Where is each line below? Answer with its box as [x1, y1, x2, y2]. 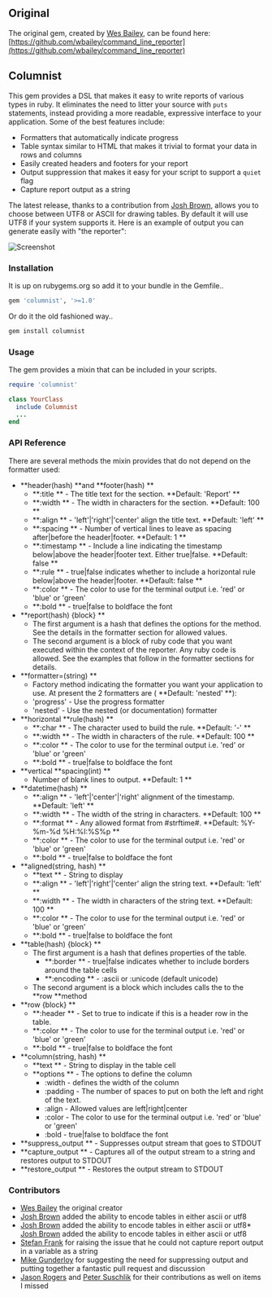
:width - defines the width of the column [44, 1077, 179, 1087]
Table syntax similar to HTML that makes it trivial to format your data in [19, 141, 257, 151]
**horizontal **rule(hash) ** [19, 714, 114, 723]
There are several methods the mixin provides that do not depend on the [8, 455, 251, 465]
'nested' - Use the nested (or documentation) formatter [32, 705, 218, 715]
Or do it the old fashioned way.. [8, 311, 114, 321]
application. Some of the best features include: [8, 117, 165, 126]
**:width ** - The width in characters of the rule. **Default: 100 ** [32, 731, 255, 741]
